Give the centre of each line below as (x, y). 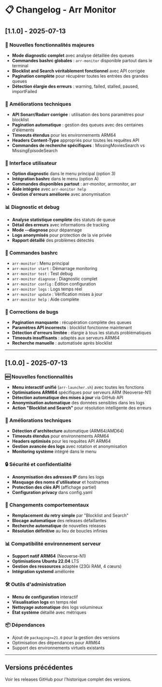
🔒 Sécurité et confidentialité (38, 464)
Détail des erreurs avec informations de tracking (61, 224)
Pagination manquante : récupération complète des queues (72, 322)
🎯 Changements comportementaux (47, 505)
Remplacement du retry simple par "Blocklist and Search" (70, 515)
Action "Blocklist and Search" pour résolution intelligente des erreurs (82, 408)
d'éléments (23, 130)
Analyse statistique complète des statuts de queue (64, 220)
